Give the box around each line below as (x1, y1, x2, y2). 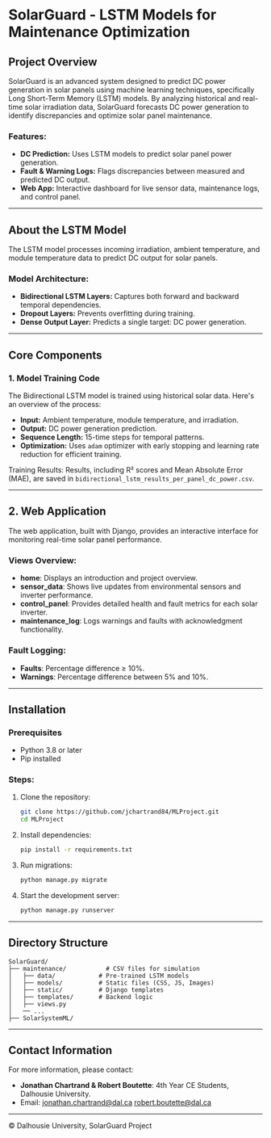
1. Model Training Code (8, 372, 101, 384)
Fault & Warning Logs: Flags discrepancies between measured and (19, 166, 245, 176)
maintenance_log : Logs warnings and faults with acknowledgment (19, 616, 244, 626)
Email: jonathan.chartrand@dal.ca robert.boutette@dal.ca (19, 1098, 212, 1107)
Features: (8, 131, 47, 142)
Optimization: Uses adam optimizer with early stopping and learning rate (19, 441, 260, 451)
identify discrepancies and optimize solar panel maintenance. (8, 111, 213, 120)
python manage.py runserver (19, 906, 115, 914)
